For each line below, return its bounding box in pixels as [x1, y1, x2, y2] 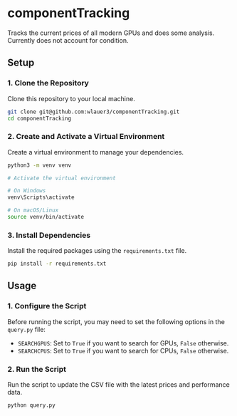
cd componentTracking [7, 115, 72, 122]
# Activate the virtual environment [7, 175, 116, 182]
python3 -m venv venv [7, 162, 72, 169]
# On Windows [7, 187, 46, 194]
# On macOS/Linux [7, 207, 59, 214]
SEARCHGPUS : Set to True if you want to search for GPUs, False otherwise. [17, 338, 229, 347]
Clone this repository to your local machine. [7, 94, 135, 103]
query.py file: [7, 325, 46, 333]
